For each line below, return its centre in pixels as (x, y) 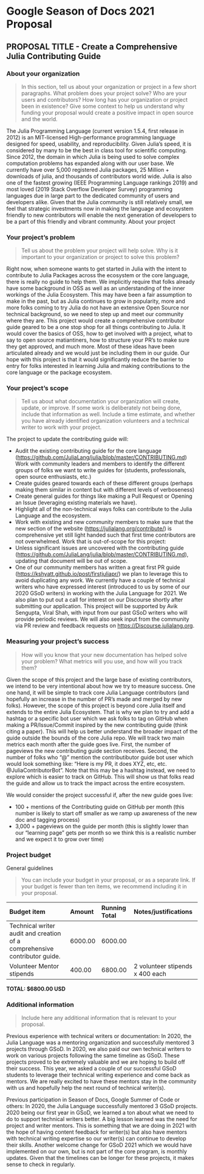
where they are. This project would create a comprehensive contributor (95, 320)
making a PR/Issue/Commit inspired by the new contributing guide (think (97, 725)
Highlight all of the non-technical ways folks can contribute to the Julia (104, 509)
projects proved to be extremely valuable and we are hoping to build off (96, 1062)
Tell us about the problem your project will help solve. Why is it (99, 250)
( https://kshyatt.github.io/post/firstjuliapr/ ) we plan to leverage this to (101, 574)
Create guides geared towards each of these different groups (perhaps (104, 483)
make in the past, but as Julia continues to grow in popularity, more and (96, 301)
